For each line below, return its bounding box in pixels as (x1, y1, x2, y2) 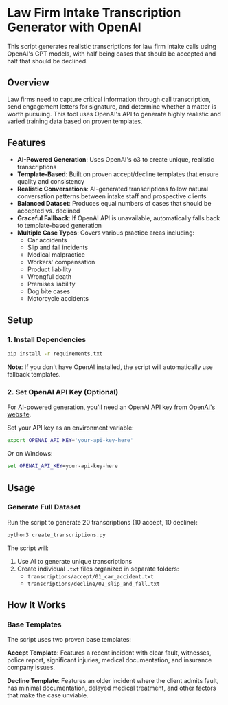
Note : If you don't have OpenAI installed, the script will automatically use (7, 363, 213, 371)
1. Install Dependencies (7, 335, 87, 344)
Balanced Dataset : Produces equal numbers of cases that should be (16, 199, 212, 207)
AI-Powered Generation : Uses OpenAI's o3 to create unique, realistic (16, 155, 214, 163)
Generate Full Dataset (7, 503, 81, 512)
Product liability (27, 265, 72, 273)
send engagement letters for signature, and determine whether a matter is (7, 102, 217, 111)
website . (7, 410, 32, 419)
